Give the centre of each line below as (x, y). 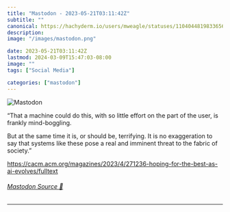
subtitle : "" (26, 20)
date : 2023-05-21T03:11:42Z (47, 51)
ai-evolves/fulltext (33, 171)
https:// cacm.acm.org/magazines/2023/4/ (67, 163)
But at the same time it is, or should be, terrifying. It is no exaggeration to (110, 136)
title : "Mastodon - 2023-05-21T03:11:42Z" (68, 13)
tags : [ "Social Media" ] (41, 70)
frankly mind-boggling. (39, 122)
